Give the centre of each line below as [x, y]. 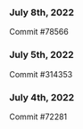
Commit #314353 [41, 74]
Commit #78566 [39, 32]
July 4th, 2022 [42, 97]
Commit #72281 [38, 117]
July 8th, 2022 [41, 12]
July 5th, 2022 [41, 55]
